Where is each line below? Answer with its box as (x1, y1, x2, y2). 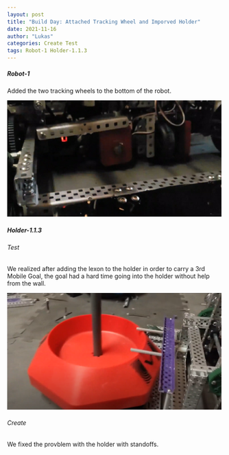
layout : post (7, 11, 45, 18)
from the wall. (7, 279, 46, 288)
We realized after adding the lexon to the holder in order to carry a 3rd (7, 264, 206, 272)
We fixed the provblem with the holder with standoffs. (7, 440, 159, 448)
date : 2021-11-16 (7, 25, 57, 32)
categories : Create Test (7, 40, 78, 47)
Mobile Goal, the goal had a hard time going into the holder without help (7, 272, 210, 280)
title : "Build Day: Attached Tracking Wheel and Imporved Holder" (7, 18, 201, 25)
